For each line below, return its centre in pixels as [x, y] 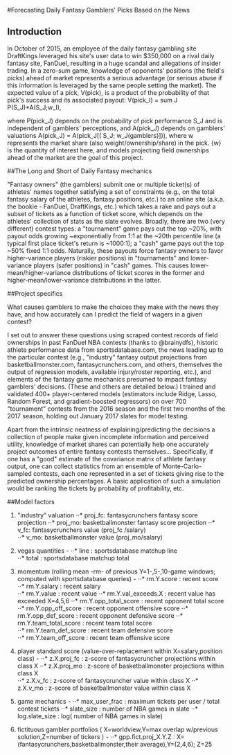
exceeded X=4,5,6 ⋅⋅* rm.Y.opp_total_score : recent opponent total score [121, 601]
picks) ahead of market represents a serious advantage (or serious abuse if [115, 78]
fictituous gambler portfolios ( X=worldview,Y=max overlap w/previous [117, 729]
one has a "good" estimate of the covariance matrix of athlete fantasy [107, 459]
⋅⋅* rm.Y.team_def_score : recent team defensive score [95, 630]
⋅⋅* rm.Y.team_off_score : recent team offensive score [93, 637]
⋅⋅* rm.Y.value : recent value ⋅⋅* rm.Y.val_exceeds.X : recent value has [116, 593]
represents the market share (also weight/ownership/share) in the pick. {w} [114, 143]
